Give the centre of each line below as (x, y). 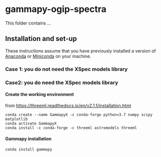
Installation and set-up (41, 39)
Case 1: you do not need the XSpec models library (67, 69)
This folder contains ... (28, 23)
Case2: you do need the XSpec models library (62, 82)
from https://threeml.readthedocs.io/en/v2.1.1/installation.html (68, 105)
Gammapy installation (28, 139)
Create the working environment (40, 94)
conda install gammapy (29, 149)
